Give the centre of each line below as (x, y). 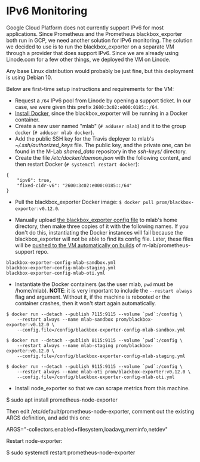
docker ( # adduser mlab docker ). (54, 132)
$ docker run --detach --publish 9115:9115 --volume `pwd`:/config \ (95, 366)
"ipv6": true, (34, 180)
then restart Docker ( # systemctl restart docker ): (77, 164)
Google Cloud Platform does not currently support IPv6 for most (85, 28)
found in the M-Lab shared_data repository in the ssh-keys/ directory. (101, 151)
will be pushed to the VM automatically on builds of (78, 245)
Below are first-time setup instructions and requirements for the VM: (90, 89)
